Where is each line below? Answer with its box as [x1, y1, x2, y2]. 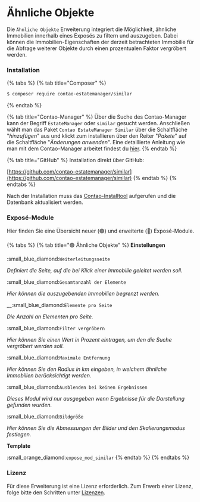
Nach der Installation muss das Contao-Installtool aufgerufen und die [7, 193, 176, 200]
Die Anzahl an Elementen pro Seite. [7, 313, 94, 320]
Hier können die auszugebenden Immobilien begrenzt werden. [7, 290, 160, 298]
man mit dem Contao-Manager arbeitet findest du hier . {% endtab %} [7, 145, 177, 152]
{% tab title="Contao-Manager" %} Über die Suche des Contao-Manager [7, 113, 187, 120]
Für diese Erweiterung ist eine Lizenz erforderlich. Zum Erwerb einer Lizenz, [7, 482, 193, 489]
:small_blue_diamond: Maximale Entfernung [7, 354, 111, 361]
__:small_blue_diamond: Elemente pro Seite [7, 302, 112, 309]
